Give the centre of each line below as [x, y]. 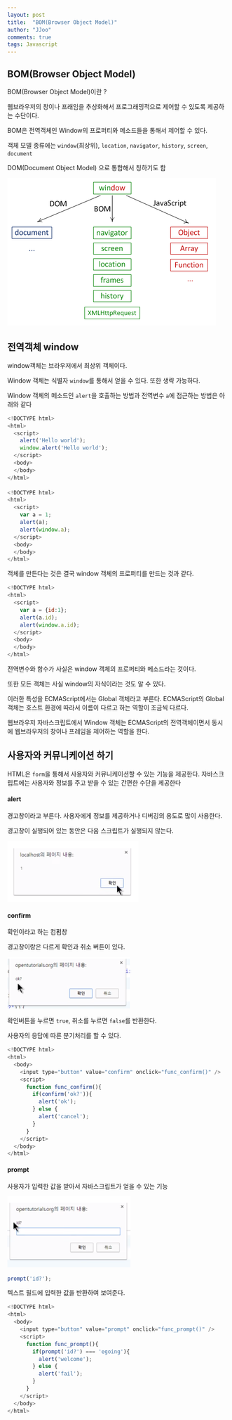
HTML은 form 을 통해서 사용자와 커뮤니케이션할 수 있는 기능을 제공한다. [104, 774]
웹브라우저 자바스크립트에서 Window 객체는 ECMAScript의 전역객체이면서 [109, 722]
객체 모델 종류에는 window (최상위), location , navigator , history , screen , [108, 145]
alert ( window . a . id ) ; [50, 625]
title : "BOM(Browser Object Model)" [62, 22]
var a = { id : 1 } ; [44, 610]
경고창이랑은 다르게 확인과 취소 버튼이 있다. [66, 947]
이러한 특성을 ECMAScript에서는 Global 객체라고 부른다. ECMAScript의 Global [116, 699]
